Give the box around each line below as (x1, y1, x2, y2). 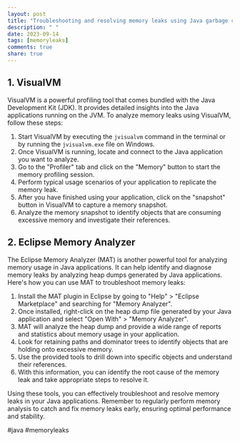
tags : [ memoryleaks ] (7, 37, 69, 44)
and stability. (7, 412, 45, 420)
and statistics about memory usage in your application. (17, 330, 180, 338)
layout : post (7, 10, 46, 18)
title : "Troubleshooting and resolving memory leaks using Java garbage (7, 17, 229, 24)
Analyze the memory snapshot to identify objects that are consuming (17, 208, 221, 216)
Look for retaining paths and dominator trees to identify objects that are (17, 337, 229, 346)
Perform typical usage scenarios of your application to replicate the (17, 178, 216, 186)
